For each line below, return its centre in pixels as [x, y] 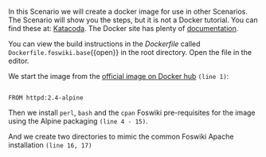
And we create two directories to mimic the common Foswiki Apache [121, 136]
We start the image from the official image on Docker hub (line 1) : [119, 76]
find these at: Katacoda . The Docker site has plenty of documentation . [123, 28]
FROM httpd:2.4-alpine [46, 98]
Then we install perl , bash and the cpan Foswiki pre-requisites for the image [132, 112]
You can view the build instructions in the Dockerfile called [104, 44]
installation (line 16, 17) [50, 145]
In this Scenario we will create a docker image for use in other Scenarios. [128, 12]
